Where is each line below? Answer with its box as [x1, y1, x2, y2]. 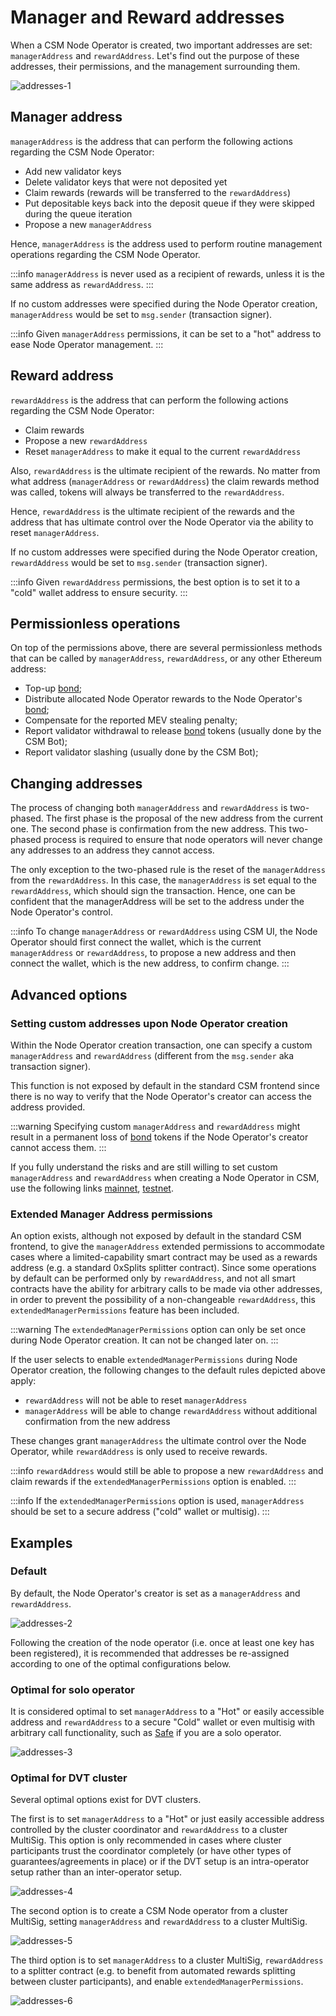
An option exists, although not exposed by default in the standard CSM [10, 1230, 302, 1242]
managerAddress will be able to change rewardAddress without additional [24, 1405, 318, 1417]
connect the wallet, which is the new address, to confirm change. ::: [10, 957, 290, 970]
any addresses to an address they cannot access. [10, 844, 215, 856]
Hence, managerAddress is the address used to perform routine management [10, 237, 323, 250]
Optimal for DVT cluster [10, 1771, 128, 1785]
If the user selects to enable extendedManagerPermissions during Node [10, 1354, 298, 1366]
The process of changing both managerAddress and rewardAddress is [10, 802, 288, 814]
